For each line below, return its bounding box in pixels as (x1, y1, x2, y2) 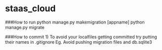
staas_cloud (5, 3, 56, 14)
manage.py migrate (5, 24, 45, 30)
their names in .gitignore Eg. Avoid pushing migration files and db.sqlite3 (5, 39, 152, 45)
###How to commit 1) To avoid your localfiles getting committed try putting (5, 34, 158, 40)
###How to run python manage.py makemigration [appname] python (5, 19, 145, 25)
